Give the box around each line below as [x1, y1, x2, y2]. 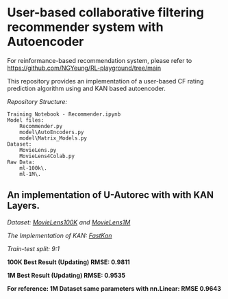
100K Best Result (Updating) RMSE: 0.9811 [7, 258, 130, 266]
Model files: [7, 116, 45, 124]
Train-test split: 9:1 [7, 244, 60, 252]
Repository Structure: [7, 97, 67, 105]
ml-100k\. [19, 164, 48, 172]
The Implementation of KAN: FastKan [7, 231, 112, 239]
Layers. [7, 200, 40, 211]
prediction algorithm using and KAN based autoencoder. [7, 84, 166, 92]
